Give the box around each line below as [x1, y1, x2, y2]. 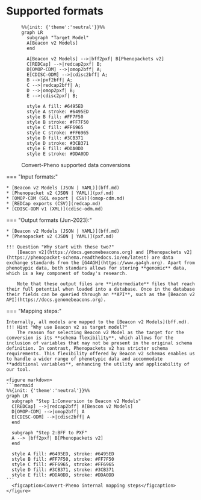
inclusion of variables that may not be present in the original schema [6, 340, 193, 346]
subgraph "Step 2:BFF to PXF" [11, 429, 87, 435]
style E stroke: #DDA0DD [26, 151, 89, 157]
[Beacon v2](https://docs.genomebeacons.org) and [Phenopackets [17, 249, 182, 255]
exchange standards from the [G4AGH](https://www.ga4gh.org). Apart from [6, 259, 196, 266]
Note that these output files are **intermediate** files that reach [17, 280, 196, 287]
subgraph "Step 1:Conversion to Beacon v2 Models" [11, 398, 141, 404]
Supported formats [6, 4, 104, 18]
